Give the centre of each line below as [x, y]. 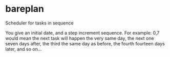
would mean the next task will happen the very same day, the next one [80, 38]
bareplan [25, 9]
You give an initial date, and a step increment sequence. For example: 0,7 [82, 33]
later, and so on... [24, 49]
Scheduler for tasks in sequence [39, 23]
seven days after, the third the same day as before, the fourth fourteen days [85, 43]
